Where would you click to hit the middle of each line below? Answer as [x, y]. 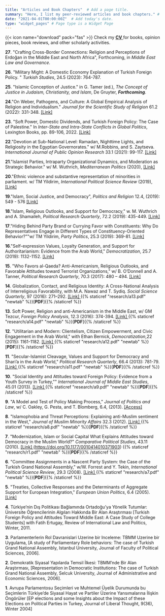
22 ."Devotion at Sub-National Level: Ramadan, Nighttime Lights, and [74, 142]
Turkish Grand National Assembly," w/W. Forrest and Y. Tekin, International [81, 467]
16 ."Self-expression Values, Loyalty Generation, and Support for [70, 246]
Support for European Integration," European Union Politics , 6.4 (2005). [78, 492]
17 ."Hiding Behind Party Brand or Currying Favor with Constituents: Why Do [82, 226]
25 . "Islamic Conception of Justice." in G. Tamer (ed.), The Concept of [76, 87]
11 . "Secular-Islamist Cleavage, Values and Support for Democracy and [77, 357]
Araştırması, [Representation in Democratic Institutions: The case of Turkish [82, 568]
